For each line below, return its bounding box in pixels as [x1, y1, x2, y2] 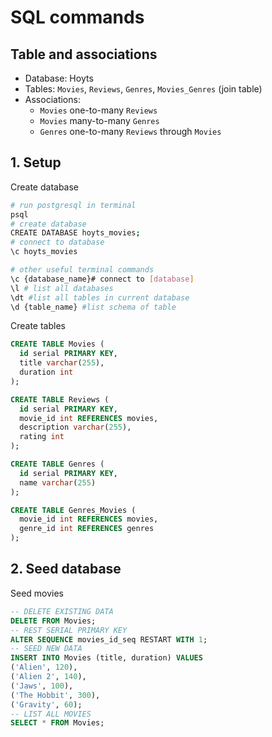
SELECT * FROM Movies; [10, 718, 105, 728]
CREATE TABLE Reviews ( [10, 394, 110, 405]
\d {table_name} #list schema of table [10, 302, 177, 312]
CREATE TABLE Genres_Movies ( [10, 505, 137, 515]
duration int [19, 367, 74, 378]
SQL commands [10, 6, 145, 29]
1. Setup [10, 154, 62, 171]
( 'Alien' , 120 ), [10, 662, 78, 673]
